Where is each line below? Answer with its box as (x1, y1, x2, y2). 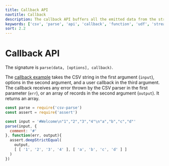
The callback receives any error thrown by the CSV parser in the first (5, 85, 148, 91)
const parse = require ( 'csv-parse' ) (5, 105, 82, 111)
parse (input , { (5, 124, 37, 129)
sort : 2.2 (5, 26, 26, 31)
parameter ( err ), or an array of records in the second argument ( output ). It (5, 90, 159, 96)
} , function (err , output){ (5, 133, 62, 138)
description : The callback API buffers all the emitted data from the (5, 17, 156, 22)
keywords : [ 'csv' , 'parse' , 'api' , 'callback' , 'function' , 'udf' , (5, 21, 150, 27)
